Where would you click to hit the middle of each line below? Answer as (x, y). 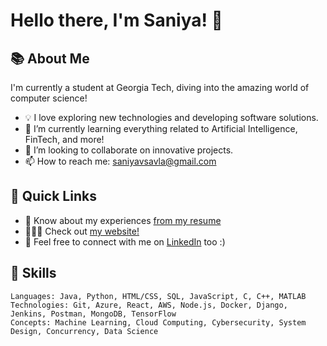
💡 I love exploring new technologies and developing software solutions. (171, 117)
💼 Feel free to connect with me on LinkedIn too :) (125, 241)
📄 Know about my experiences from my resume (123, 220)
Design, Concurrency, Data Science (84, 331)
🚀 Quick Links (53, 196)
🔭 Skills (33, 273)
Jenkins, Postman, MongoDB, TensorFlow (93, 314)
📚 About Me (50, 58)
